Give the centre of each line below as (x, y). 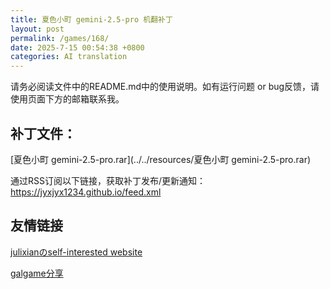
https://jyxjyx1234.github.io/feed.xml (86, 192)
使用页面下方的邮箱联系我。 (67, 99)
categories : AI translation (69, 57)
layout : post (37, 29)
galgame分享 (37, 273)
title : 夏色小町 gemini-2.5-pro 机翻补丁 (91, 19)
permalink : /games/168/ (60, 38)
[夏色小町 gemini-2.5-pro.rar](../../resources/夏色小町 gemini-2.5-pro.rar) (161, 159)
